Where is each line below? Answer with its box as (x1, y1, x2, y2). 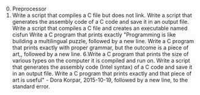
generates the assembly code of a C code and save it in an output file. (12, 18, 190, 25)
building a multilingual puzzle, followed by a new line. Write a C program (12, 38, 194, 44)
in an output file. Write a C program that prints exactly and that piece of (12, 70, 192, 77)
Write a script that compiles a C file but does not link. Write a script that (12, 12, 193, 19)
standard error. (12, 83, 50, 90)
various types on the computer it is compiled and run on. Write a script (12, 57, 191, 64)
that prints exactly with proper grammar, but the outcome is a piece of (12, 44, 189, 51)
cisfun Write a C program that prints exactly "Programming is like (12, 31, 176, 38)
